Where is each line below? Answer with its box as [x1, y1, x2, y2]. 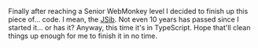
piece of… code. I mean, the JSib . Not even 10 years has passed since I [8, 15, 239, 24]
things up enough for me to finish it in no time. [8, 31, 158, 40]
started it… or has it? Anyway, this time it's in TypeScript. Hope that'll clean [8, 23, 251, 32]
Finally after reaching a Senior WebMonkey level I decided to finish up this [8, 7, 249, 15]
